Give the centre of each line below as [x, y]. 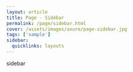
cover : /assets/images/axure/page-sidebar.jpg [67, 29]
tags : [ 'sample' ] [28, 35]
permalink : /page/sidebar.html [46, 23]
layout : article [27, 12]
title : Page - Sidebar [35, 18]
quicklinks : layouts [38, 46]
